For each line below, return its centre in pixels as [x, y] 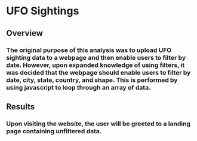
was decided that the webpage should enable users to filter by [98, 72]
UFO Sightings [43, 11]
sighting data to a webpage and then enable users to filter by [96, 57]
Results [21, 107]
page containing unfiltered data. [54, 131]
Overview [25, 33]
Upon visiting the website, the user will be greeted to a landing [98, 124]
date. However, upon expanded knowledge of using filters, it [96, 65]
